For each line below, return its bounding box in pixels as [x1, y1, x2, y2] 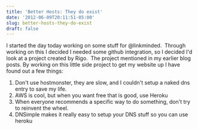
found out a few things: [6, 67, 63, 75]
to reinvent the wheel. [14, 104, 69, 112]
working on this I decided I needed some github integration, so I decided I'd [6, 49, 193, 56]
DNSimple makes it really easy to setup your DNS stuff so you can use [14, 111, 188, 118]
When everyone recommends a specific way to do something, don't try [14, 98, 190, 106]
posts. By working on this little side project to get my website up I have [6, 61, 181, 68]
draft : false [6, 25, 39, 32]
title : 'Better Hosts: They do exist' [6, 8, 103, 15]
